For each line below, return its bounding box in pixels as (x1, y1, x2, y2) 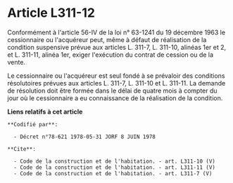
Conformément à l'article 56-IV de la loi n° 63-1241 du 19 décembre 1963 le (7, 28, 226, 36)
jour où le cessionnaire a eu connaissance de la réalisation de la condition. (7, 93, 223, 102)
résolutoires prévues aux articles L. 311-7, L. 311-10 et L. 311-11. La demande (7, 79, 226, 87)
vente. (7, 57, 26, 66)
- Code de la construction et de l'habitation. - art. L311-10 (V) (13, 158, 216, 165)
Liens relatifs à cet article (7, 107, 83, 116)
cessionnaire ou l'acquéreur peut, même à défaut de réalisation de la (7, 35, 207, 43)
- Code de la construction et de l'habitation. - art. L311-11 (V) (13, 163, 216, 171)
